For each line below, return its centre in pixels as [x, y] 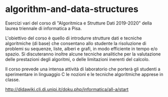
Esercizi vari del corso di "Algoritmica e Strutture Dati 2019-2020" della [78, 23]
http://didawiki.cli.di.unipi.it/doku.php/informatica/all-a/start [67, 89]
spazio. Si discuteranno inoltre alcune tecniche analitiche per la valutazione [83, 54]
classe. [13, 79]
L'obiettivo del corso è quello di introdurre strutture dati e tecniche [73, 38]
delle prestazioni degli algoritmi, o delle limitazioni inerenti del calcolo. [77, 59]
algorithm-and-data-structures [72, 9]
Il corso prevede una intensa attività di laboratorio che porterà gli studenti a [83, 69]
